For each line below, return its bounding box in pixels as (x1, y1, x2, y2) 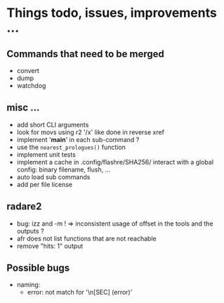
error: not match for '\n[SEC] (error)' (27, 288, 133, 297)
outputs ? (16, 226, 44, 235)
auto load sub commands (16, 172, 91, 181)
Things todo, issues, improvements (6, 5, 217, 21)
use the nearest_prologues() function (16, 143, 126, 151)
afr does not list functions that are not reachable (16, 234, 157, 243)
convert (16, 67, 40, 75)
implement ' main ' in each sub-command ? (16, 135, 140, 143)
